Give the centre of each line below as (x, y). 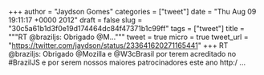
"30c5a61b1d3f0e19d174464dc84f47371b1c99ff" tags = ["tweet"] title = (126, 28)
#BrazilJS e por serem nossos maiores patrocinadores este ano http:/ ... (127, 62)
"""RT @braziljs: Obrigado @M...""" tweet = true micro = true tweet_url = (128, 37)
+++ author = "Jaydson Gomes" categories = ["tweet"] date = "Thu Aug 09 (132, 12)
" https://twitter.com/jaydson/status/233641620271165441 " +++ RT (118, 45)
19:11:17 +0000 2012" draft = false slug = (75, 20)
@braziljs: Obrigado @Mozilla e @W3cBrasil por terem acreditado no (122, 54)
